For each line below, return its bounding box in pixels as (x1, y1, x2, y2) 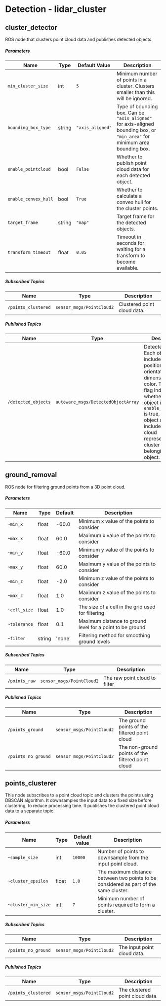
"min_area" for (116, 133, 150, 140)
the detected (116, 219, 147, 226)
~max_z (7, 592, 23, 598)
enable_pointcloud (7, 166, 51, 172)
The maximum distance (97, 868, 152, 875)
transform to (116, 252, 146, 259)
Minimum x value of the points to (78, 517, 155, 524)
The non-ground (118, 743, 158, 750)
